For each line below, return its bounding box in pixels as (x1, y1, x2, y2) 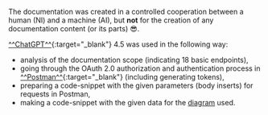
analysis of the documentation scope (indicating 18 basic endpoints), (19, 55, 249, 64)
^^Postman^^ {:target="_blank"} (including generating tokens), (19, 72, 225, 81)
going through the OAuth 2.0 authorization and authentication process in (19, 64, 261, 73)
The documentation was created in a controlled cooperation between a (8, 7, 244, 16)
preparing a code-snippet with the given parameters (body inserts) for (19, 80, 254, 90)
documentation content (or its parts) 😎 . (8, 24, 140, 33)
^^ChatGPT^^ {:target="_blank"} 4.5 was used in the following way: (8, 39, 229, 49)
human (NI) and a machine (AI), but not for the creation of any (8, 15, 214, 25)
